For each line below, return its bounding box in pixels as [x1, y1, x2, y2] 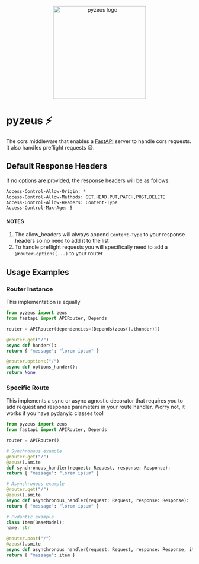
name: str [6, 525, 31, 531]
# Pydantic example [6, 514, 54, 519]
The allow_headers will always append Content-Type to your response [14, 231, 185, 238]
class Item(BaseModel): [6, 519, 65, 525]
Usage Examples [6, 267, 69, 277]
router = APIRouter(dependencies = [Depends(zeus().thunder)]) [6, 326, 161, 332]
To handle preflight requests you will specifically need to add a [14, 243, 168, 251]
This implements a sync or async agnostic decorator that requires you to [6, 397, 184, 404]
